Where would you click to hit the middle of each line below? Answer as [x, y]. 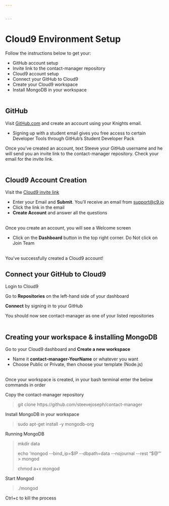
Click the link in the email [38, 207]
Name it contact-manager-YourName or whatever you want [75, 359]
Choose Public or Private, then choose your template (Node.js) [77, 364]
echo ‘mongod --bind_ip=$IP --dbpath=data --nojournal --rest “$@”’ [89, 453]
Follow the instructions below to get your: [48, 53]
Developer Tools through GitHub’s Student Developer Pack [73, 138]
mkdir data [29, 443]
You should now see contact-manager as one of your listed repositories [80, 316]
